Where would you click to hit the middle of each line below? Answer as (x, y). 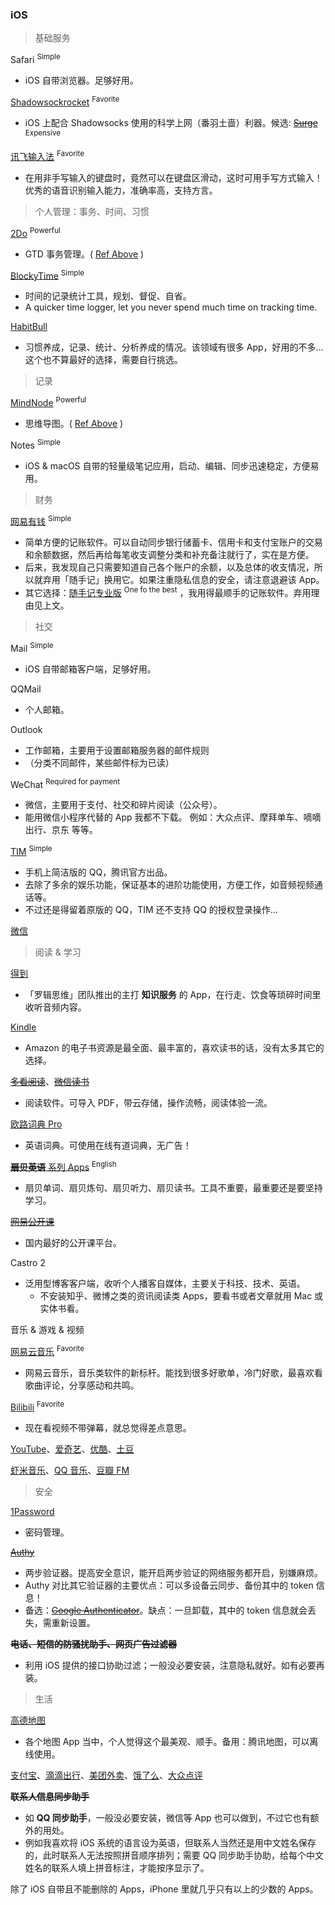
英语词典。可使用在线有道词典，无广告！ (108, 1145)
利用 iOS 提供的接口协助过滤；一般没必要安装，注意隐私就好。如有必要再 (174, 1665)
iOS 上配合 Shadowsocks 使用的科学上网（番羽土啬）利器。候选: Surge (171, 122)
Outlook (26, 729)
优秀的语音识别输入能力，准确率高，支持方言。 (121, 190)
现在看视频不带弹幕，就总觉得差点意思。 (108, 1427)
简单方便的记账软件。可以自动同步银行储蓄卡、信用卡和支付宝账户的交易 (173, 542)
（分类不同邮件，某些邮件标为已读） (99, 762)
